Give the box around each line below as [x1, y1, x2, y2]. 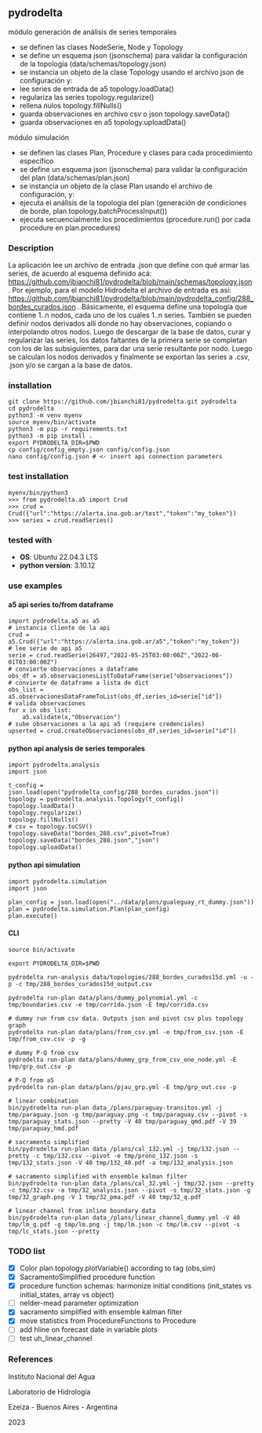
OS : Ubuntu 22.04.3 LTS [19, 553, 99, 561]
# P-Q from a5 [8, 1076, 55, 1084]
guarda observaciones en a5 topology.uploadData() [19, 117, 187, 126]
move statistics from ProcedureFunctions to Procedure [19, 1316, 197, 1325]
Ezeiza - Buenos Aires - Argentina [8, 1402, 118, 1412]
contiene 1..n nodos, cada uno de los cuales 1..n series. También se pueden [8, 310, 253, 320]
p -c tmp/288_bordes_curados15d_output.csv [8, 980, 153, 988]
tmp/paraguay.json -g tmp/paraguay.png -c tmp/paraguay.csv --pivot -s [8, 1110, 247, 1118]
